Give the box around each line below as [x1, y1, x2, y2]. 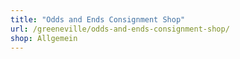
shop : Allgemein [10, 33, 78, 43]
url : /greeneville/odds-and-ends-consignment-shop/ [10, 24, 230, 34]
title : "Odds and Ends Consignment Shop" [10, 14, 186, 25]
